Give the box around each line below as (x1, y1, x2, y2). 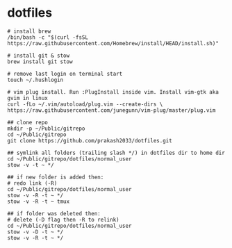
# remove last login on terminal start (7, 70, 123, 77)
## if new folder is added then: (7, 174, 104, 181)
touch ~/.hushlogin (7, 76, 64, 83)
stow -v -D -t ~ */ (7, 228, 64, 235)
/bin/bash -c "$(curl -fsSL (7, 33, 89, 41)
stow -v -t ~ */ (7, 161, 54, 168)
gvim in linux (7, 94, 49, 101)
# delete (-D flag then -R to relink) (7, 216, 119, 223)
